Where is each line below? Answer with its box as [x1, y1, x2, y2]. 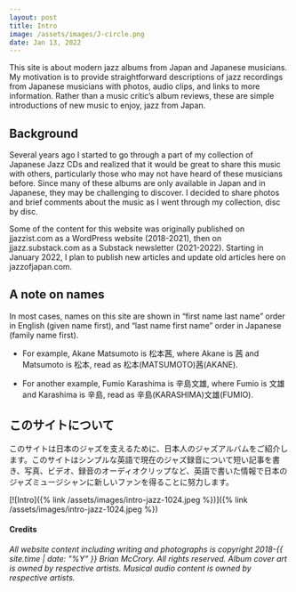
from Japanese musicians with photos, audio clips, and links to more [9, 81, 260, 92]
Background [9, 126, 78, 141]
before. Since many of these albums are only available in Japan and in [9, 178, 267, 189]
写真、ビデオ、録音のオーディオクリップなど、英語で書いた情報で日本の [24, 465, 288, 476]
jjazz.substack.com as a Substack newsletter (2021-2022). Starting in [9, 242, 264, 254]
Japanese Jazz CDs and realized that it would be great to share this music [9, 159, 282, 170]
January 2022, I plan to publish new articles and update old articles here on [9, 252, 286, 263]
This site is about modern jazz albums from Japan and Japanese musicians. [9, 62, 287, 73]
